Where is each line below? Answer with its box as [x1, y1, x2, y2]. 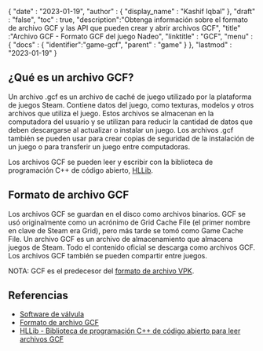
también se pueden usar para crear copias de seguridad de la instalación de [8, 133, 255, 143]
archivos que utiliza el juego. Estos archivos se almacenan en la [8, 108, 214, 118]
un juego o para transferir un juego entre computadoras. [8, 141, 191, 152]
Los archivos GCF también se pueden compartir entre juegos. [8, 250, 208, 260]
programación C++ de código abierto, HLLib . [8, 165, 154, 175]
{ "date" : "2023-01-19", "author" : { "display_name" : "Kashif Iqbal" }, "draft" [8, 7, 256, 16]
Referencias [8, 289, 69, 302]
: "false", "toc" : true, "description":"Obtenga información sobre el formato [8, 15, 249, 24]
